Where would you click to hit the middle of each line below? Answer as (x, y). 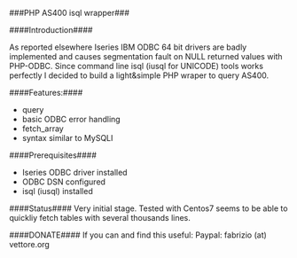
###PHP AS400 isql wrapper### (70, 13)
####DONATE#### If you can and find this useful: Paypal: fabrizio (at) (138, 235)
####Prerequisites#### (53, 155)
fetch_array (43, 129)
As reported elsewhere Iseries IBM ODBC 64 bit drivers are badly (128, 47)
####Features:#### (46, 93)
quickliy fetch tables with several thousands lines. (100, 218)
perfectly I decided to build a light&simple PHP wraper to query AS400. (139, 75)
